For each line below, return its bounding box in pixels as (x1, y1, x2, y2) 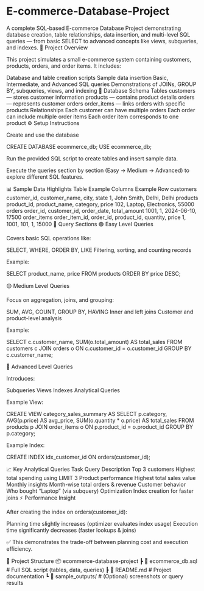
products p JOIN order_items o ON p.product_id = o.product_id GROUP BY (6, 423, 194, 431)
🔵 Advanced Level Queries (6, 363, 73, 370)
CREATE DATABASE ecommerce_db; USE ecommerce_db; (6, 143, 152, 150)
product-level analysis (6, 314, 62, 321)
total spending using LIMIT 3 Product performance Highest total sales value (6, 474, 196, 481)
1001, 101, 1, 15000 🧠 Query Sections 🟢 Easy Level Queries (6, 220, 153, 227)
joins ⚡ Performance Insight (6, 494, 76, 501)
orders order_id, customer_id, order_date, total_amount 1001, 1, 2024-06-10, (6, 207, 197, 214)
